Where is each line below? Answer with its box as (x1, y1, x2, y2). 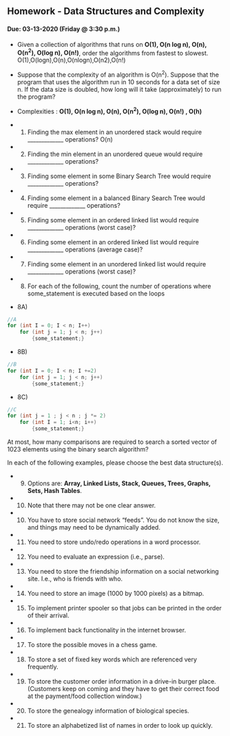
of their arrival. (27, 611, 70, 620)
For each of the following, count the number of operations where (27, 282, 211, 290)
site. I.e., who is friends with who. (27, 574, 123, 583)
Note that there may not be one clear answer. (27, 501, 156, 510)
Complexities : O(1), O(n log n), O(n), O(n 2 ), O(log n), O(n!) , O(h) (17, 106, 202, 115)
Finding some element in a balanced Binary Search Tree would (27, 193, 205, 202)
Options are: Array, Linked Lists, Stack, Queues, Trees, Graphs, (27, 479, 211, 487)
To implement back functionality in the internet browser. (27, 626, 187, 635)
